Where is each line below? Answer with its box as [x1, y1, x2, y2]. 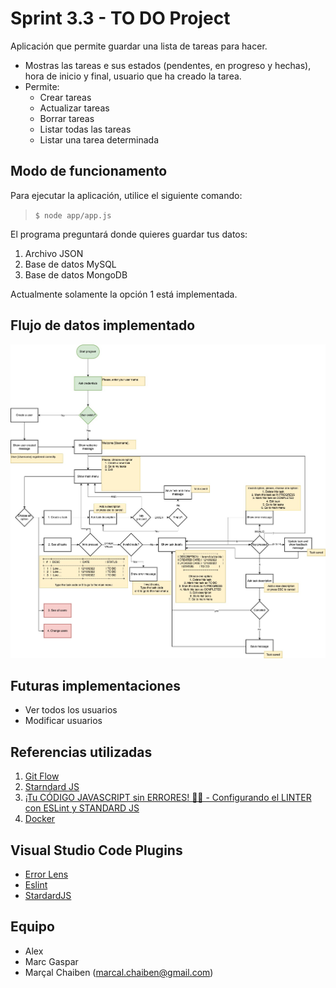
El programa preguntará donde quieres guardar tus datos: [10, 228, 248, 240]
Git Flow [24, 770, 60, 782]
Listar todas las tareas [39, 123, 132, 135]
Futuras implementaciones [10, 677, 181, 694]
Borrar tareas [39, 112, 95, 124]
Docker [24, 813, 56, 825]
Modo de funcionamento [10, 163, 168, 180]
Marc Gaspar [24, 955, 79, 967]
